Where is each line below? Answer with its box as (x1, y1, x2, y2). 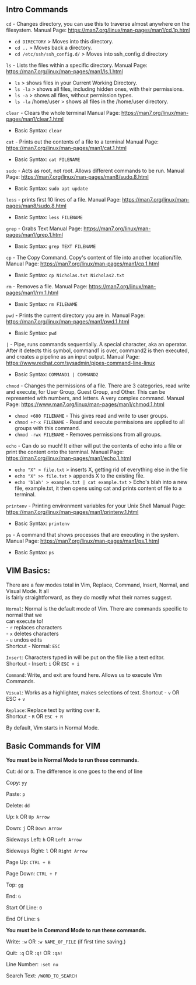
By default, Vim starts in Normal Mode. (6, 724, 99, 731)
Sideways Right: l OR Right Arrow (6, 847, 87, 854)
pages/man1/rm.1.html (6, 289, 59, 296)
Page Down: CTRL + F (6, 870, 58, 877)
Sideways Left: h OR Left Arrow (6, 836, 82, 843)
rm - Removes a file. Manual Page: (6, 282, 87, 289)
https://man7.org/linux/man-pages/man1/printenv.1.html (6, 508, 139, 515)
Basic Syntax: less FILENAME (14, 213, 83, 220)
